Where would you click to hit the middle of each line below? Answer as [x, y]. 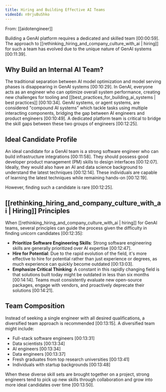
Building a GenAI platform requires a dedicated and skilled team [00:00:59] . [82, 38]
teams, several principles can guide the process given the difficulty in [76, 228]
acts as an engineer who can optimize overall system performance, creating [83, 92]
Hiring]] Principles [41, 211]
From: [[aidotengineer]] [29, 28]
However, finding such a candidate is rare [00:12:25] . [59, 187]
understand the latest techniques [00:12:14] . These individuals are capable [81, 172]
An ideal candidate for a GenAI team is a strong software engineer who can [82, 152]
